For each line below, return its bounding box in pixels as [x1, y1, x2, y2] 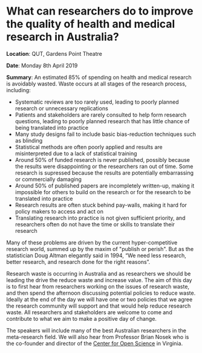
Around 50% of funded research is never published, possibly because [15, 156, 191, 163]
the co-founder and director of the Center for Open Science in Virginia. [6, 340, 183, 347]
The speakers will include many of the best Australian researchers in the [6, 326, 186, 334]
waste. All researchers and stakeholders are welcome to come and [6, 308, 172, 316]
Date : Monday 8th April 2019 [6, 62, 78, 69]
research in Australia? [6, 30, 119, 44]
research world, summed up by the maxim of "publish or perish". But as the [6, 245, 194, 252]
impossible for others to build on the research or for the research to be [15, 188, 191, 195]
